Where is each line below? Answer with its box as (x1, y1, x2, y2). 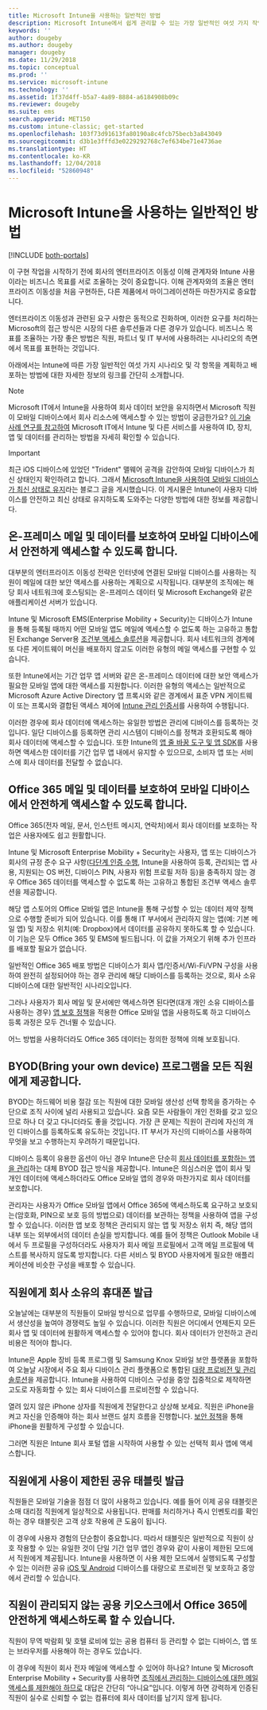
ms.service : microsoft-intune (8, 78, 109, 86)
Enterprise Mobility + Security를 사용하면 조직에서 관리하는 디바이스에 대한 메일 (8, 1673, 259, 1682)
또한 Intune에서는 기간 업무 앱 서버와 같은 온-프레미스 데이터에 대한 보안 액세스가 (8, 670, 259, 680)
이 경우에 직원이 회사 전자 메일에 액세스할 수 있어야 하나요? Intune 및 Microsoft (8, 1663, 254, 1673)
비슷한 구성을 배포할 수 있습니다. (35, 1260, 136, 1269)
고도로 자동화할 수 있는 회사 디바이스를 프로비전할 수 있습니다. (8, 1385, 199, 1394)
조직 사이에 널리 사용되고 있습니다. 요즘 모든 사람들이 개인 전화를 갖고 (29, 1107, 244, 1117)
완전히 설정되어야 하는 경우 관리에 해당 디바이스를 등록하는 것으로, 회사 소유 (22, 970, 257, 980)
